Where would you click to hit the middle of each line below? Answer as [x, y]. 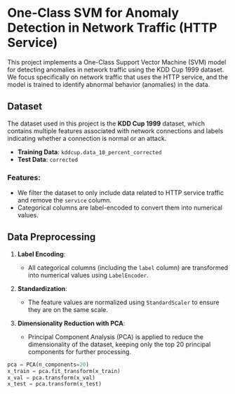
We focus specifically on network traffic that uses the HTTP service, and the [117, 77]
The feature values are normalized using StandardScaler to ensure [123, 302]
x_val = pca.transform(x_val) [52, 378]
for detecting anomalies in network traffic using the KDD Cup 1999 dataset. [116, 69]
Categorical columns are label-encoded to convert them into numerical [120, 208]
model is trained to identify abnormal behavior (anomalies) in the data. [109, 84]
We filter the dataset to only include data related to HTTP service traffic [121, 193]
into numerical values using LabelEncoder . [88, 275]
